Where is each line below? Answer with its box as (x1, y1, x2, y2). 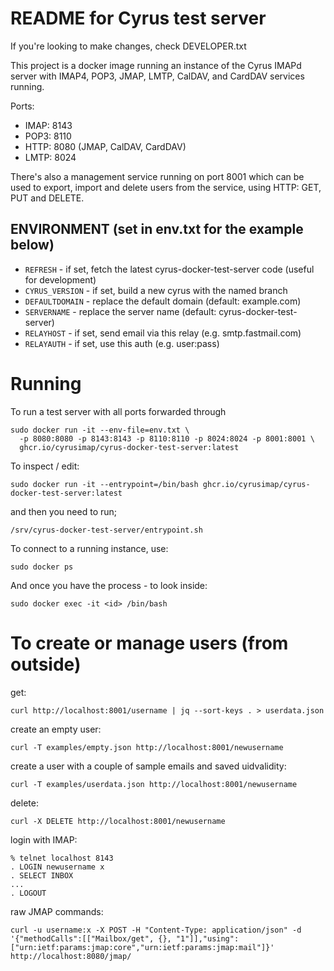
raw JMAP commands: (10, 905, 104, 917)
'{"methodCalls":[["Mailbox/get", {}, (10, 933, 172, 944)
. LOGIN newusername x (10, 862, 105, 872)
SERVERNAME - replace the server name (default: (24, 305, 217, 317)
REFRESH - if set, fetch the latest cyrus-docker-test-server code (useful (24, 263, 315, 275)
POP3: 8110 (24, 130, 72, 142)
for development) (24, 273, 97, 286)
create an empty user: (10, 723, 102, 735)
